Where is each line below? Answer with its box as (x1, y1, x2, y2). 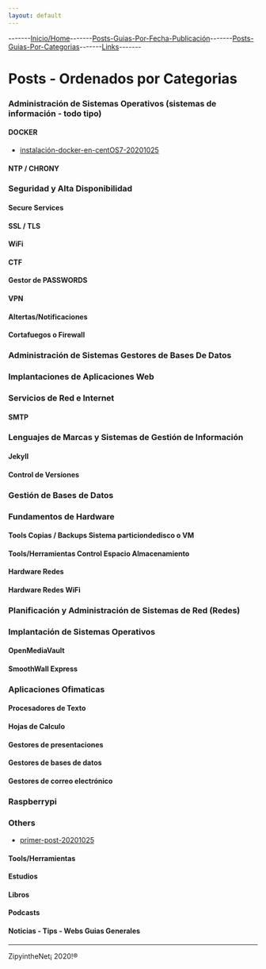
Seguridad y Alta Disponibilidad (8, 183, 133, 195)
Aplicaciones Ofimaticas (8, 684, 105, 695)
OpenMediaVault (8, 646, 65, 655)
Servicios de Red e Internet (8, 392, 115, 403)
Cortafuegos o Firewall (8, 330, 85, 340)
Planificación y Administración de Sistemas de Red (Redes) (8, 604, 241, 616)
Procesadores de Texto (8, 704, 86, 713)
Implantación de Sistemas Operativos (8, 626, 156, 637)
